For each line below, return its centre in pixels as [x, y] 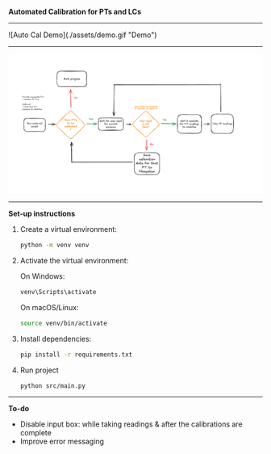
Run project [39, 370]
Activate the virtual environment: [74, 260]
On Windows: [42, 276]
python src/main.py [53, 386]
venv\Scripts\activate [58, 292]
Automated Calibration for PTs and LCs [75, 12]
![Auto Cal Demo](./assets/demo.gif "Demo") [83, 35]
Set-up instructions [42, 214]
